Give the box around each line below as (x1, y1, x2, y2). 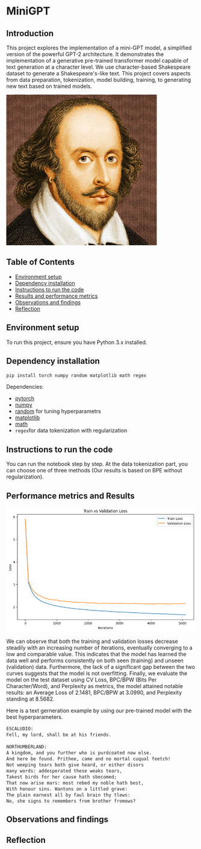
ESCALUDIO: (6, 726, 34, 732)
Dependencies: (6, 383, 44, 390)
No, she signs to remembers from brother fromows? (6, 798, 136, 804)
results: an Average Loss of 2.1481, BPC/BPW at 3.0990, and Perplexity (6, 689, 182, 697)
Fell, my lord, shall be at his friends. (6, 732, 112, 738)
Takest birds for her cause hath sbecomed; (6, 774, 117, 780)
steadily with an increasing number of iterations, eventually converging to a (6, 644, 193, 651)
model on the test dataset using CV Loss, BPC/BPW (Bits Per (6, 676, 157, 683)
